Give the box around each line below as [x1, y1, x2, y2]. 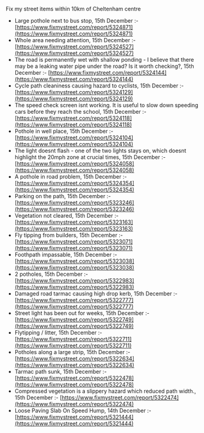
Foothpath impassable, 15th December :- [14, 251, 117, 258]
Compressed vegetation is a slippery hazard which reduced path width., [14, 388, 197, 394]
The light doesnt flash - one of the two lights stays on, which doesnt [14, 147, 187, 154]
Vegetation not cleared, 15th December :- [14, 212, 119, 219]
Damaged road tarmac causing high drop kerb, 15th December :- [14, 290, 178, 297]
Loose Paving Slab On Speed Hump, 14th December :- [14, 407, 151, 414]
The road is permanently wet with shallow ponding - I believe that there [14, 56, 194, 63]
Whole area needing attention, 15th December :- [14, 37, 136, 43]
